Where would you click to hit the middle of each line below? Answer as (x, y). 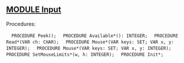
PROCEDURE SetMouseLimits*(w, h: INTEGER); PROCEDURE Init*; (85, 54)
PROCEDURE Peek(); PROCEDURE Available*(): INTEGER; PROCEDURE (95, 36)
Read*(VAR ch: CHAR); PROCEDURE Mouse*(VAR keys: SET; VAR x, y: (90, 42)
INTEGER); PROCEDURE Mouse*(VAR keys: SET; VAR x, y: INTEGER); (89, 48)
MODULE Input (34, 10)
